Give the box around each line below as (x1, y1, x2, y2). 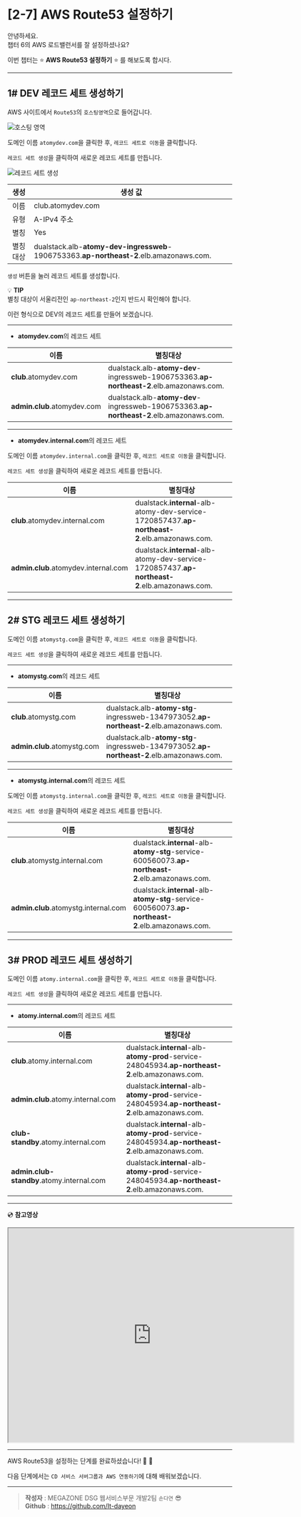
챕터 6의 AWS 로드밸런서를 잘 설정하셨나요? (7, 40, 130, 49)
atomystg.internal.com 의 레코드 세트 (17, 776, 126, 785)
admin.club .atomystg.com (11, 741, 100, 751)
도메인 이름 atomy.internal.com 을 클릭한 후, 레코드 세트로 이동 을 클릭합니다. (7, 974, 217, 983)
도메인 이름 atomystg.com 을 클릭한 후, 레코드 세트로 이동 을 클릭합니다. (7, 635, 198, 643)
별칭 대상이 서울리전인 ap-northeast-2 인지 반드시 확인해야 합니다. (7, 294, 191, 303)
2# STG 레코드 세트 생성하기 (7, 615, 126, 627)
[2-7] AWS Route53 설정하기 (7, 6, 173, 23)
